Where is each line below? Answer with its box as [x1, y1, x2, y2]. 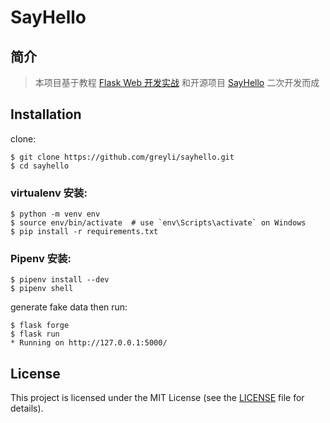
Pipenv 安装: [10, 252, 72, 266]
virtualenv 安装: [10, 186, 88, 200]
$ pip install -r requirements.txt [10, 227, 159, 237]
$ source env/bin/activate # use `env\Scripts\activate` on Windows [10, 218, 307, 228]
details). [10, 402, 44, 415]
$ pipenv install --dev [10, 275, 110, 285]
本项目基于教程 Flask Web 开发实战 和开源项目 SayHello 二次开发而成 [34, 77, 320, 88]
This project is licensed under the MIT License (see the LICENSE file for [10, 392, 305, 404]
